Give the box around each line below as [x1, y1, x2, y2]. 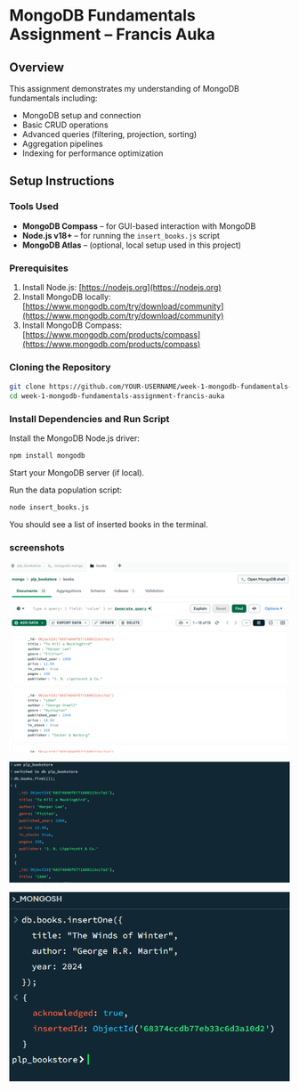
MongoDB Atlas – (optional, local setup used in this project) [21, 240, 242, 250]
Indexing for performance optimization [21, 148, 164, 159]
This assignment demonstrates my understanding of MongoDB [9, 84, 240, 94]
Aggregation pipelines [21, 139, 104, 149]
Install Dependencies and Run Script [9, 412, 170, 425]
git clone [9, 382, 46, 392]
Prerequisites [9, 262, 69, 274]
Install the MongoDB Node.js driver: [9, 433, 140, 444]
